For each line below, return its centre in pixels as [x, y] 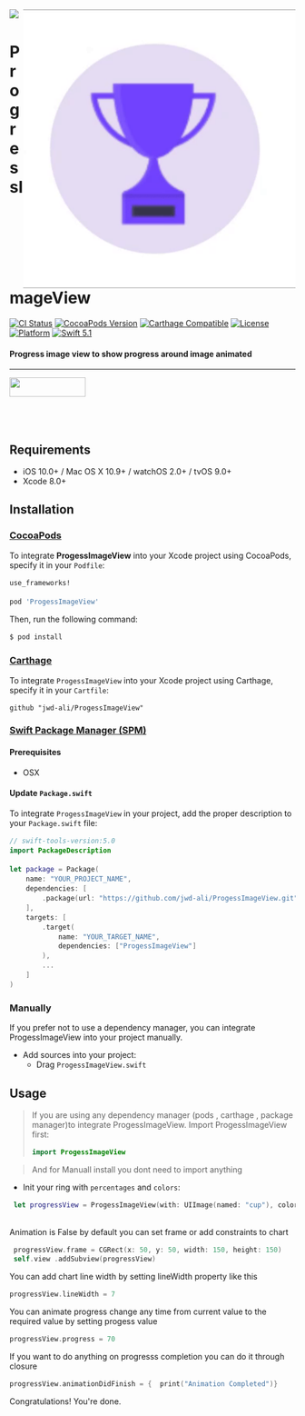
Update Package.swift [51, 793]
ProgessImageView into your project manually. [96, 1037]
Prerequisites [35, 753]
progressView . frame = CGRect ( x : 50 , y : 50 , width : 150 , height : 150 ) [148, 1250]
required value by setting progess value [84, 1321]
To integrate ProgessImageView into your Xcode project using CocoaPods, [151, 555]
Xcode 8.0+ [44, 482]
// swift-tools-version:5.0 [63, 841]
